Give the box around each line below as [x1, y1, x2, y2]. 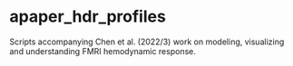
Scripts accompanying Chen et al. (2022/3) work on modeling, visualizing [9, 36, 285, 47]
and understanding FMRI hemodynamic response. [9, 45, 197, 56]
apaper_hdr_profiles [9, 6, 166, 27]
